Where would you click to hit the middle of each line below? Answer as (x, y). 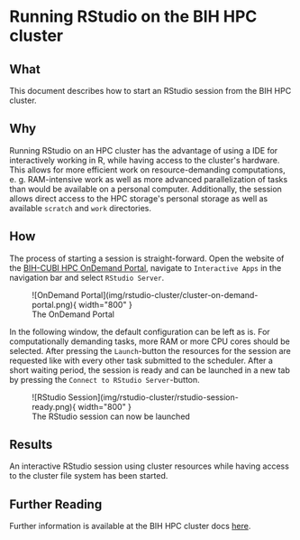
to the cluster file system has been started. (89, 476)
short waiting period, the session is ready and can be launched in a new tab (150, 370)
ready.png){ (54, 406)
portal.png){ (54, 304)
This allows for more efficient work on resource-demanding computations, (147, 170)
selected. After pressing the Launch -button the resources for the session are (150, 350)
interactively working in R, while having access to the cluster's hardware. (145, 160)
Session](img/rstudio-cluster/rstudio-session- (153, 397)
